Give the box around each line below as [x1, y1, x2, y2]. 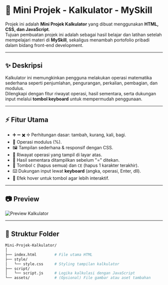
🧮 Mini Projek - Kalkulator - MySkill [5, 4, 152, 16]
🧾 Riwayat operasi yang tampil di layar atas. [12, 152, 102, 158]
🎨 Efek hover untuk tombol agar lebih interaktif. [12, 175, 109, 181]
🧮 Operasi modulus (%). [12, 139, 62, 145]
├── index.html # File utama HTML [5, 252, 93, 257]
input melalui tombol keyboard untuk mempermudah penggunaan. [5, 96, 142, 102]
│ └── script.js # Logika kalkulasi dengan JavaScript [5, 271, 135, 276]
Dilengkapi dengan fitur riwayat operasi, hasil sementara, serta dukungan [5, 90, 156, 96]
